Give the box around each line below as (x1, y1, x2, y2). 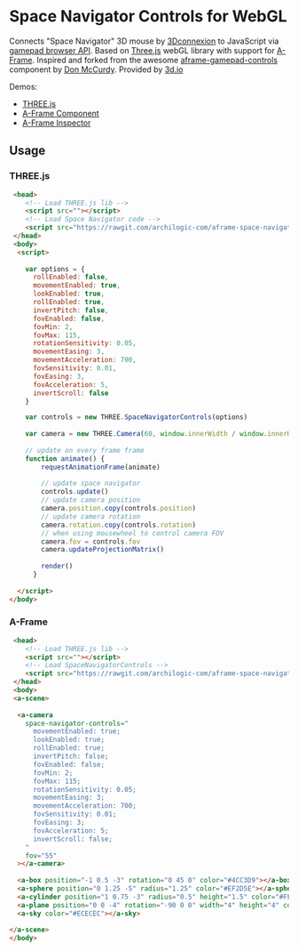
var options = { (25, 264, 86, 273)
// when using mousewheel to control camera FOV (41, 528, 224, 537)
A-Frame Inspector (21, 117, 91, 128)
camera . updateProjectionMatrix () (41, 545, 165, 554)
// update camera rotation (41, 512, 141, 521)
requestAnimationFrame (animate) (41, 463, 161, 471)
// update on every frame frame (25, 446, 145, 455)
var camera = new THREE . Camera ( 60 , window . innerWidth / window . (25, 430, 268, 439)
